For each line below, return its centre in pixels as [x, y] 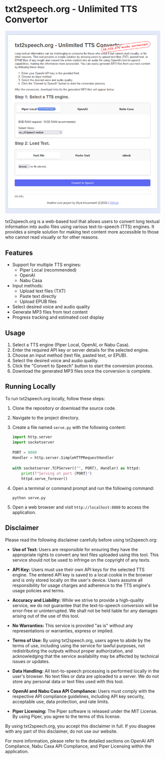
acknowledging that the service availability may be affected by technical [85, 656]
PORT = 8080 [24, 453]
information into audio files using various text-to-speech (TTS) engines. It [80, 227]
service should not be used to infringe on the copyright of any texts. [81, 560]
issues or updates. [31, 661]
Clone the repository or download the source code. [64, 408]
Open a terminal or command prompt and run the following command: [83, 488]
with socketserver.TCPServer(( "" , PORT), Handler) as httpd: [76, 469]
